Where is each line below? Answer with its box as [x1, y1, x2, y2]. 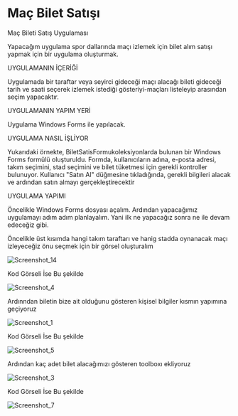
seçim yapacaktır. [7, 92, 59, 101]
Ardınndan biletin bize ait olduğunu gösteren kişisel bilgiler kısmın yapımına [7, 297, 227, 305]
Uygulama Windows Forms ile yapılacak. [7, 119, 126, 129]
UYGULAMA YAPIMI [7, 191, 66, 200]
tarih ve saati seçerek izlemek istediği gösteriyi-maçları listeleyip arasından [7, 85, 227, 93]
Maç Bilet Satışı [7, 5, 101, 21]
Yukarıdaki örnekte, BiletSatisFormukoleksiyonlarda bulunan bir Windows [7, 147, 222, 156]
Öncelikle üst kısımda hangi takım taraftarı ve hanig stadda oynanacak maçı [7, 234, 228, 242]
